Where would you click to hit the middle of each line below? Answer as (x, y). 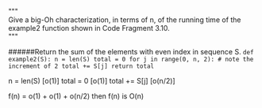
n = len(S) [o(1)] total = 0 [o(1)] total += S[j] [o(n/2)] (92, 81)
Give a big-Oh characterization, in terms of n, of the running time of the (125, 20)
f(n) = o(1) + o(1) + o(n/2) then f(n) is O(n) (76, 96)
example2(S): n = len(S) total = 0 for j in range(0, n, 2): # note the (131, 59)
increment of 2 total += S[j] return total (81, 66)
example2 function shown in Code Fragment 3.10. (89, 28)
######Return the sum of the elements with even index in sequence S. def (131, 52)
